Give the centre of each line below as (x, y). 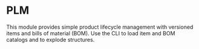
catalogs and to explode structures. (51, 39)
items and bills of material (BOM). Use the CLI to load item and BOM (91, 33)
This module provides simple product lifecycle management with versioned (100, 27)
